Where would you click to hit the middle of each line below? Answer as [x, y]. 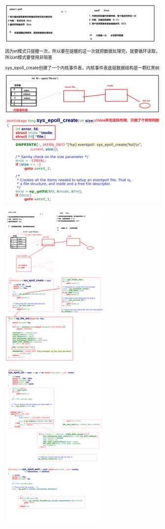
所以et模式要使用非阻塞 [29, 57]
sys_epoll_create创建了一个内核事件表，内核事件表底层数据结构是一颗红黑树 [82, 67]
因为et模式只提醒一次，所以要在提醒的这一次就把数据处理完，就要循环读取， [82, 51]
